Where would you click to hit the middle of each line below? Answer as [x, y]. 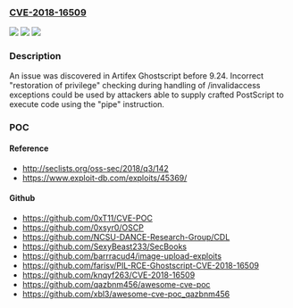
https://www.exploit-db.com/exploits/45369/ [105, 178]
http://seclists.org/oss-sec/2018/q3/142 [96, 168]
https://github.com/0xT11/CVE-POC [88, 218]
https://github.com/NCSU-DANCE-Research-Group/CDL [126, 237]
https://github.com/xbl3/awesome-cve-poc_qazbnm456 [126, 294]
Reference [29, 148]
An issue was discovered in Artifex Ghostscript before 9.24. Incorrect [137, 75]
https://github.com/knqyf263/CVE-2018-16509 [109, 275]
